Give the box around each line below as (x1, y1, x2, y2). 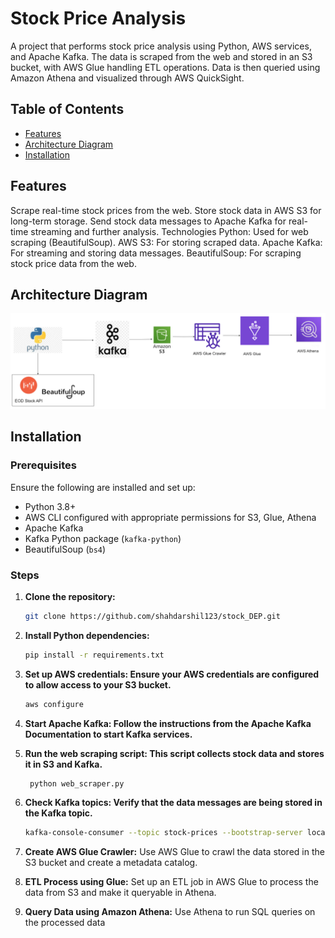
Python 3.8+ (24, 500, 77, 512)
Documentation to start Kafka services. (24, 728, 193, 740)
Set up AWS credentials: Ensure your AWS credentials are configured (24, 668, 320, 680)
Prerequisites (10, 458, 77, 472)
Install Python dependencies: (24, 629, 150, 641)
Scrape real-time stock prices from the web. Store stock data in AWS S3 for (10, 204, 322, 216)
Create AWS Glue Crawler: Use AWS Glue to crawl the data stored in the (24, 846, 325, 858)
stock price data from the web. (10, 257, 137, 269)
